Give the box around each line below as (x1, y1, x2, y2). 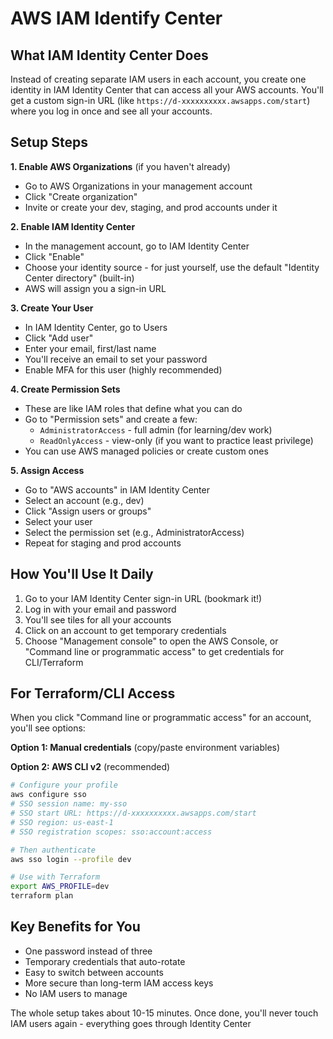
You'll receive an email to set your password (24, 353, 208, 365)
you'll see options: (10, 722, 86, 734)
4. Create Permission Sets (10, 383, 121, 395)
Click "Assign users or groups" (24, 505, 152, 517)
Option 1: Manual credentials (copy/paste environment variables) (10, 742, 281, 754)
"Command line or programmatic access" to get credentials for (24, 645, 285, 657)
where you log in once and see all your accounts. (10, 105, 213, 117)
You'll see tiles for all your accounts (24, 613, 172, 626)
